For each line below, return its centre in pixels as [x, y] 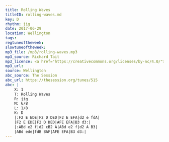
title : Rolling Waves [28, 10]
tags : [11, 38]
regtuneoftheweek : [24, 43]
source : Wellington [26, 71]
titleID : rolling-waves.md [33, 15]
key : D [12, 19]
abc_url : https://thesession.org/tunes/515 [52, 80]
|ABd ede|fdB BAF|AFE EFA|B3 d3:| [50, 131]
